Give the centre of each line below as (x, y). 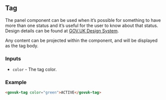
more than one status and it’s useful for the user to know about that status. (82, 25)
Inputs (13, 58)
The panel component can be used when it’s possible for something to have (83, 20)
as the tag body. (22, 46)
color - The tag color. (34, 70)
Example (16, 83)
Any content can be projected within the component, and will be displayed (82, 40)
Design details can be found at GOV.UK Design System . (62, 31)
